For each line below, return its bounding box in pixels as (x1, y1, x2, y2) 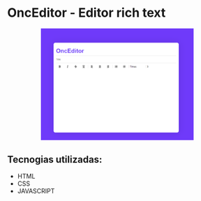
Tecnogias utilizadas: (7, 154, 103, 165)
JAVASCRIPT (17, 187, 55, 195)
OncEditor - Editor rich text (7, 5, 166, 21)
